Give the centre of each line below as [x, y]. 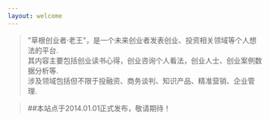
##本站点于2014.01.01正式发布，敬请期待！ [99, 108]
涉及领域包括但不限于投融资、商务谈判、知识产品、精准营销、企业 [137, 80]
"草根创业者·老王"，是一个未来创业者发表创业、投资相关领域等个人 [138, 40]
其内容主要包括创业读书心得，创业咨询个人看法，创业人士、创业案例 [141, 60]
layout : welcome [35, 16]
